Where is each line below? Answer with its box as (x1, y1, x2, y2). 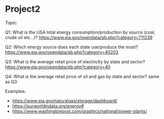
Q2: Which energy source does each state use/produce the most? (5, 44, 138, 50)
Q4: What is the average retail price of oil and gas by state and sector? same (5, 73, 160, 79)
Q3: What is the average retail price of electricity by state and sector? (5, 59, 145, 64)
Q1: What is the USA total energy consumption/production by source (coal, (5, 29, 156, 35)
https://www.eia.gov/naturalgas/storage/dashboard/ (12, 97, 117, 104)
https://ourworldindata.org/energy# (12, 103, 84, 109)
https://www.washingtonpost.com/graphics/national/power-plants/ (12, 108, 147, 114)
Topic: (5, 20, 18, 26)
